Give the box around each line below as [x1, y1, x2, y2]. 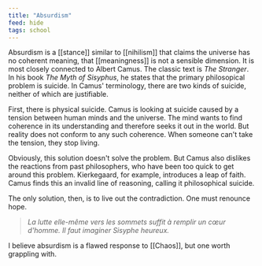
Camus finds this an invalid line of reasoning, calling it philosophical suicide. [8, 179, 255, 188]
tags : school [8, 26, 51, 34]
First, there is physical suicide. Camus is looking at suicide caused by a [8, 105, 239, 114]
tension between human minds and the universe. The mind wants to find [8, 113, 242, 123]
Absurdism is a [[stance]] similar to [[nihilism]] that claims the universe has [8, 48, 250, 57]
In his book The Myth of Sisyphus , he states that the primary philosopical [8, 72, 245, 83]
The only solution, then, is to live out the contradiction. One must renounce [8, 194, 250, 203]
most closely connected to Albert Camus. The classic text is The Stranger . [8, 65, 249, 74]
